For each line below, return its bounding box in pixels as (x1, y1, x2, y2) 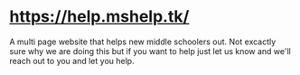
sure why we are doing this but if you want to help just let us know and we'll (9, 45, 292, 56)
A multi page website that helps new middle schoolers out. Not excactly (9, 36, 277, 47)
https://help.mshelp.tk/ (9, 6, 190, 27)
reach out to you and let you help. (9, 55, 135, 66)
